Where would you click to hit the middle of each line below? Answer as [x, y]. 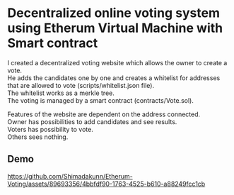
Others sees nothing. [38, 137]
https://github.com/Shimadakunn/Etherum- [70, 176]
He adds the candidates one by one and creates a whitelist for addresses [114, 78]
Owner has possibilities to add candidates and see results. [92, 121]
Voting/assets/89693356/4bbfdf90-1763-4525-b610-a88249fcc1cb [106, 184]
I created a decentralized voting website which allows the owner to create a [117, 62]
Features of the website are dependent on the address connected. [104, 114]
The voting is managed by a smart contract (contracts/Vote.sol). [101, 100]
